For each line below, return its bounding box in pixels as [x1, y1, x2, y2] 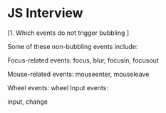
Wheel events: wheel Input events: [7, 83, 109, 92]
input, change [7, 97, 48, 106]
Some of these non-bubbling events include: [7, 42, 138, 50]
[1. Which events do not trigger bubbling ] [7, 28, 130, 37]
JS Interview [7, 5, 83, 21]
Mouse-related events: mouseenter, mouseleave [7, 70, 150, 78]
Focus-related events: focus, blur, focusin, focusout [7, 55, 159, 65]
